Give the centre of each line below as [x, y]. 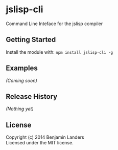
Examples [22, 68]
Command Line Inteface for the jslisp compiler [54, 24]
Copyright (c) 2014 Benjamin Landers [45, 137]
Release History [32, 97]
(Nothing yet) [20, 109]
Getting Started [31, 40]
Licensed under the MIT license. [40, 143]
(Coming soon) [21, 80]
